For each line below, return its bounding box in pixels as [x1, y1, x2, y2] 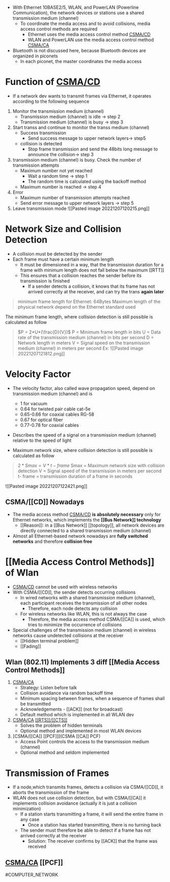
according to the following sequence [12, 98, 90, 104]
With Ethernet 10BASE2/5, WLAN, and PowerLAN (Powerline [12, 5, 139, 10]
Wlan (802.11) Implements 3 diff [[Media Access [5, 658, 160, 666]
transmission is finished [20, 278, 70, 284]
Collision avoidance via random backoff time [20, 690, 113, 696]
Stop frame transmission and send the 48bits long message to [27, 146, 158, 152]
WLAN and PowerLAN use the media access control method [27, 37, 154, 43]
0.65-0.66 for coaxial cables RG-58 [20, 411, 94, 417]
